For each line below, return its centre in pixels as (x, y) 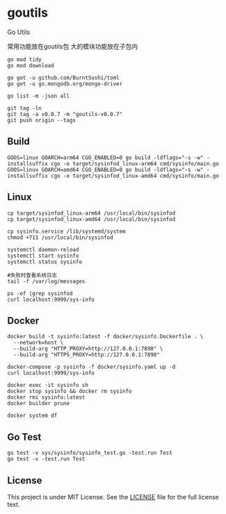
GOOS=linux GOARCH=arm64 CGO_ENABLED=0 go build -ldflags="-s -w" (105, 158)
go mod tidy (24, 59)
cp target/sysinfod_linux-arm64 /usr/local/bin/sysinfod (91, 213)
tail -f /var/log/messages (46, 281)
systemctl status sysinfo (45, 262)
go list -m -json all (39, 96)
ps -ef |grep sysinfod (40, 293)
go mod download (31, 65)
